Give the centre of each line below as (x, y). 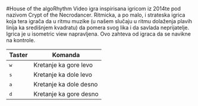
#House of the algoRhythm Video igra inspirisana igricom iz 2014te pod (94, 9)
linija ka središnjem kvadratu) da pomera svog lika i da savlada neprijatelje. (98, 27)
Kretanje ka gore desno (66, 94)
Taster (18, 55)
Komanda (66, 55)
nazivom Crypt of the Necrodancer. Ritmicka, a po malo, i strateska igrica (96, 15)
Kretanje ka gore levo (63, 65)
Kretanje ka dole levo (63, 75)
